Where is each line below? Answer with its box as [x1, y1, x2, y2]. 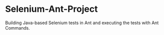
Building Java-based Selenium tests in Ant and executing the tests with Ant [5, 20, 159, 26]
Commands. [5, 25, 30, 31]
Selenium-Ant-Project [5, 3, 98, 15]
